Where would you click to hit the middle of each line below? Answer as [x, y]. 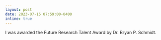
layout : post [19, 10]
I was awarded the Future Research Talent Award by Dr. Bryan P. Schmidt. [81, 33]
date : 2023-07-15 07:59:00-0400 [39, 14]
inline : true [19, 19]
